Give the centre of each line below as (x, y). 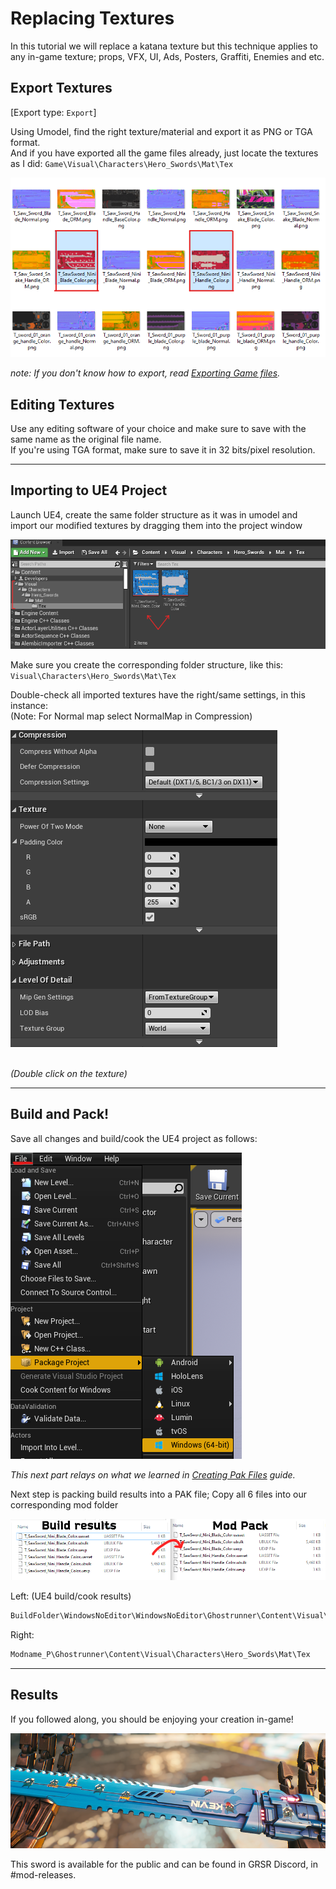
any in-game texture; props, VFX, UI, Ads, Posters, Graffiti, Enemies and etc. (167, 56)
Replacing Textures (92, 18)
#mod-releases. (43, 1874)
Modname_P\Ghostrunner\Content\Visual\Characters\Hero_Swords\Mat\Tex (160, 1654)
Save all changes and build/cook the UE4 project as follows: (134, 1138)
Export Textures (61, 88)
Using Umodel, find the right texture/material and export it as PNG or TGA (161, 131)
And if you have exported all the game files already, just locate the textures (164, 153)
